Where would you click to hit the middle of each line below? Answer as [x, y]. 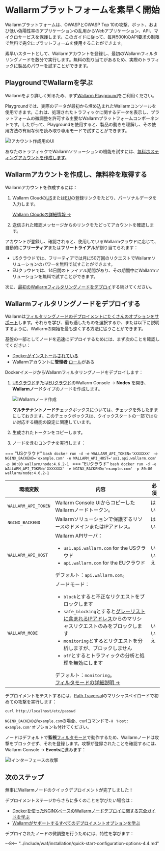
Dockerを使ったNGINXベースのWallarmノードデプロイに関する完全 [80, 811]
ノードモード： [72, 584]
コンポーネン [146, 118]
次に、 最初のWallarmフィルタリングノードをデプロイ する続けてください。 [80, 287]
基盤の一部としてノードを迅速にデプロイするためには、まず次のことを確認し [82, 339]
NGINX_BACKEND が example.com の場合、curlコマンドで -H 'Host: [67, 721]
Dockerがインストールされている [45, 356]
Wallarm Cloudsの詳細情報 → [41, 214]
